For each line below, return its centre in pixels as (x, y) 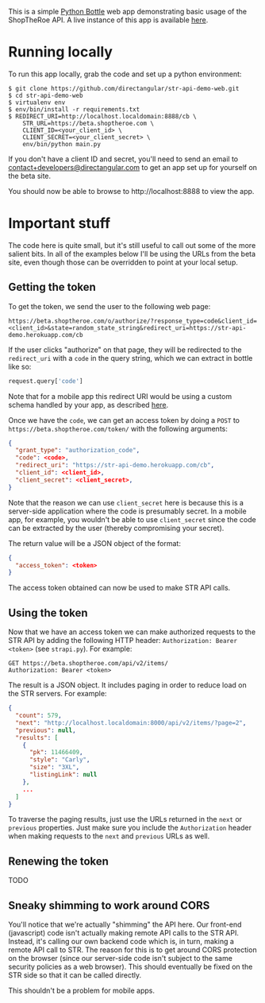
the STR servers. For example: (58, 694)
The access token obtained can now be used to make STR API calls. (119, 588)
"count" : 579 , (38, 715)
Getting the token (52, 287)
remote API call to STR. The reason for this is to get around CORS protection (132, 950)
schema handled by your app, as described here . (88, 405)
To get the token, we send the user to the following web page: (109, 306)
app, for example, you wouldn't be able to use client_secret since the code (132, 519)
